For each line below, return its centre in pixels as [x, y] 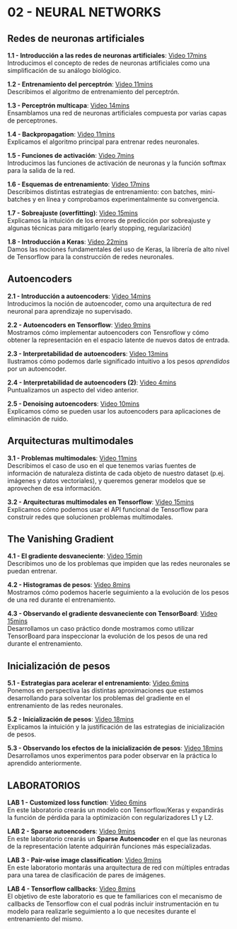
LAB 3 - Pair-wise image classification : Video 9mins [85, 860]
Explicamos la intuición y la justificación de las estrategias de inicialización [116, 727]
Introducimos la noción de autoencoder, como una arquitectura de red [110, 303]
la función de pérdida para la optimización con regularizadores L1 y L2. [110, 818]
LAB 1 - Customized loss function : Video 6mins [77, 803]
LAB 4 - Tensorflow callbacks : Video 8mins [71, 889]
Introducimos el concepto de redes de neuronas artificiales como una [109, 63]
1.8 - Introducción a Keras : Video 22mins [68, 242]
